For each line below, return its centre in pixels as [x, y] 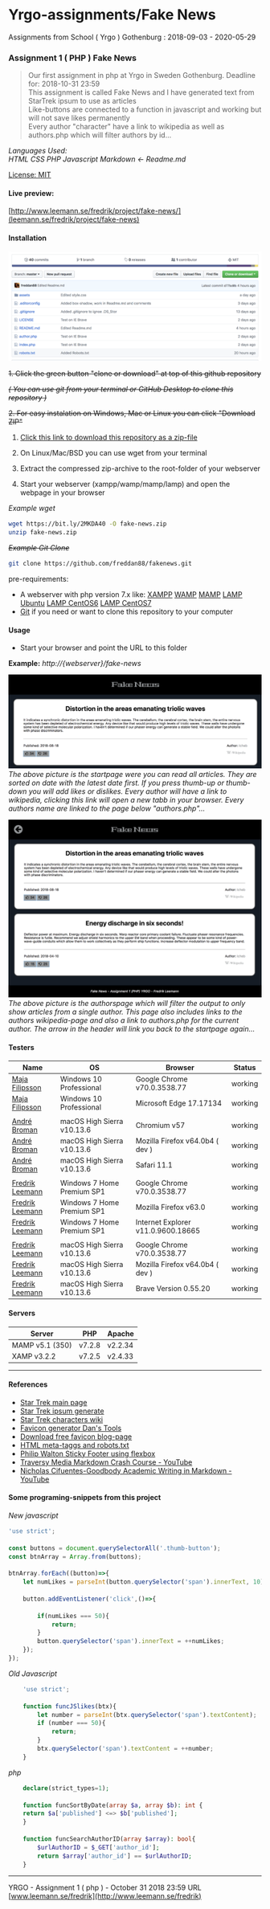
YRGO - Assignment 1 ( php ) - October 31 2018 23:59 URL [105, 1887]
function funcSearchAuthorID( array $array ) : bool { [109, 1839]
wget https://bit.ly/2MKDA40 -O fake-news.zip [88, 524]
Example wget [32, 509]
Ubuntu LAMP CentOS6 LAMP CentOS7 [86, 603]
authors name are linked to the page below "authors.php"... [107, 808]
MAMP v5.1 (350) [42, 1345]
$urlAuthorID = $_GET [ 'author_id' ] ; [98, 1847]
